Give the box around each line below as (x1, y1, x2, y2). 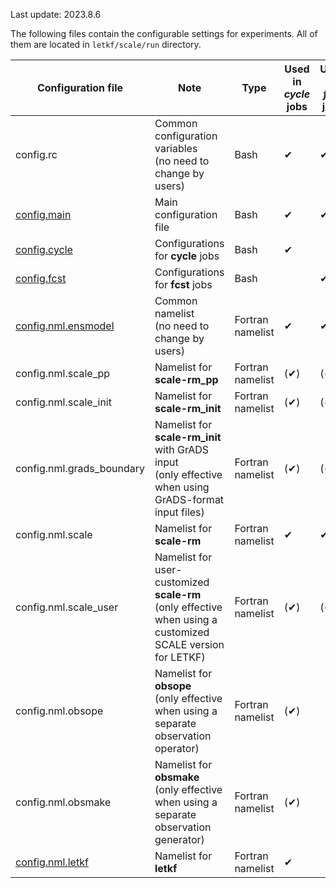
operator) (154, 742, 200, 755)
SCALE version (154, 638, 225, 651)
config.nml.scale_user (15, 600, 119, 614)
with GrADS (154, 443, 210, 456)
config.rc (15, 148, 58, 161)
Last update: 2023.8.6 (10, 9, 102, 20)
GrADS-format (154, 493, 225, 506)
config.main (15, 208, 72, 221)
